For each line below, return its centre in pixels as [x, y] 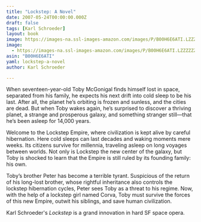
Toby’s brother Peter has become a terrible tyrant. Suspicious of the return [98, 176]
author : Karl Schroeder [36, 67]
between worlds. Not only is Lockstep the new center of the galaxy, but [94, 152]
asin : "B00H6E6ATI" [31, 56]
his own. [16, 164]
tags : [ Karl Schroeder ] [36, 28]
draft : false [22, 23]
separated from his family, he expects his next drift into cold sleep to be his [99, 95]
